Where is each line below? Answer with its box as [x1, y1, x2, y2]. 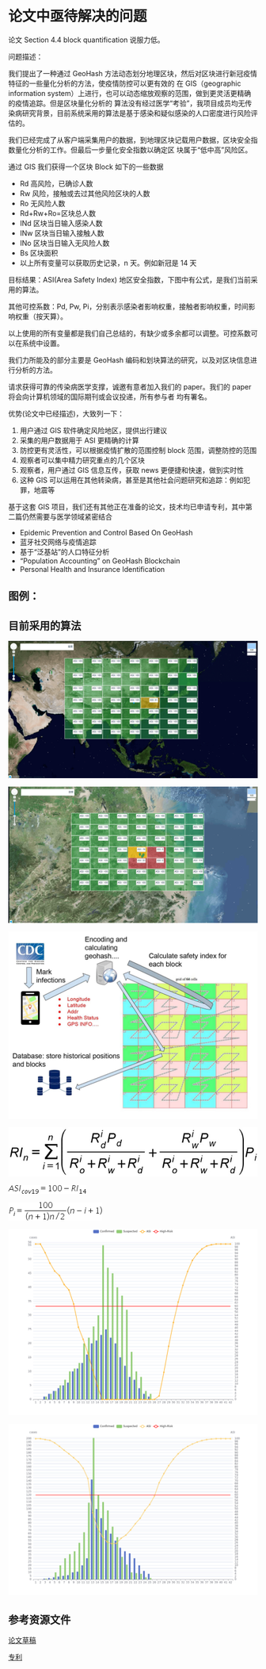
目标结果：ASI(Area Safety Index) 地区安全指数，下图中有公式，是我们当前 [8, 274, 251, 284]
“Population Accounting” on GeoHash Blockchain [19, 556, 180, 566]
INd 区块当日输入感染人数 [19, 218, 103, 228]
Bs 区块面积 [19, 247, 59, 258]
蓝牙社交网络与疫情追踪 [19, 537, 97, 547]
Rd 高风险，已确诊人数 [19, 178, 93, 188]
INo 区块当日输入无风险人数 [19, 238, 110, 247]
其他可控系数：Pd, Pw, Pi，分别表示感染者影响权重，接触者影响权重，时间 [8, 301, 249, 311]
